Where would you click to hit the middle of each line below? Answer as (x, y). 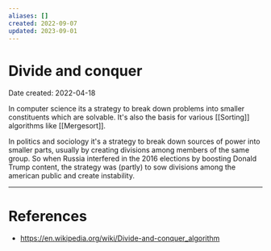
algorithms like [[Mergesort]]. (57, 126)
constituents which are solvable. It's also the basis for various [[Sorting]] (129, 117)
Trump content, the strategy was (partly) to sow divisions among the (122, 167)
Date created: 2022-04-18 (52, 93)
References (48, 216)
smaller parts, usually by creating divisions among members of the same (129, 150)
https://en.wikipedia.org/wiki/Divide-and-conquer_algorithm (120, 238)
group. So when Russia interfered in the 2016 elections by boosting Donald (133, 159)
